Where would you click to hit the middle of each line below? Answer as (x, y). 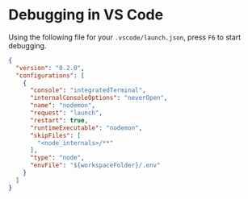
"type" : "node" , (57, 158)
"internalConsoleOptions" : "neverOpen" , (99, 98)
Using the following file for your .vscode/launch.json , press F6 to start (125, 37)
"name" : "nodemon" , (62, 106)
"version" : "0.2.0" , (50, 68)
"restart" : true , (59, 120)
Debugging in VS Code (86, 15)
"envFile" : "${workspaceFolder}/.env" (95, 166)
